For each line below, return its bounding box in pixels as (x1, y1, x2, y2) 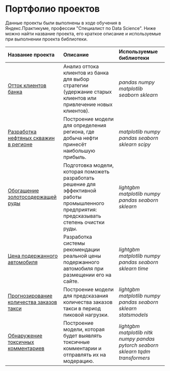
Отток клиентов (8, 82, 47, 89)
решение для (63, 180, 96, 188)
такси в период (63, 305, 101, 312)
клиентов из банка (63, 69, 109, 76)
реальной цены (63, 252, 101, 259)
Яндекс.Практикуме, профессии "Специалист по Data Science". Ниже (5, 25, 156, 31)
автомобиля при (63, 265, 104, 272)
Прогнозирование (8, 292, 53, 299)
